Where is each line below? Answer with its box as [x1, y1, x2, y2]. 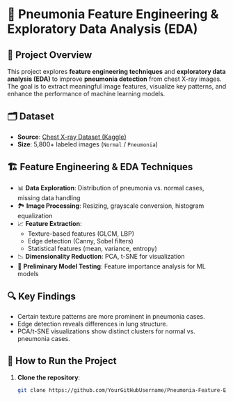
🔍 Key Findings [7, 291, 77, 303]
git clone [17, 387, 47, 394]
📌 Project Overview [7, 49, 93, 61]
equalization [17, 211, 53, 220]
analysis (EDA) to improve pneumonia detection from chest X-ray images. [7, 75, 222, 83]
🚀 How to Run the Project [7, 355, 117, 367]
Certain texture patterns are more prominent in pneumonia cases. [17, 312, 205, 321]
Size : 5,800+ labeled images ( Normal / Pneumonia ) [17, 139, 159, 149]
